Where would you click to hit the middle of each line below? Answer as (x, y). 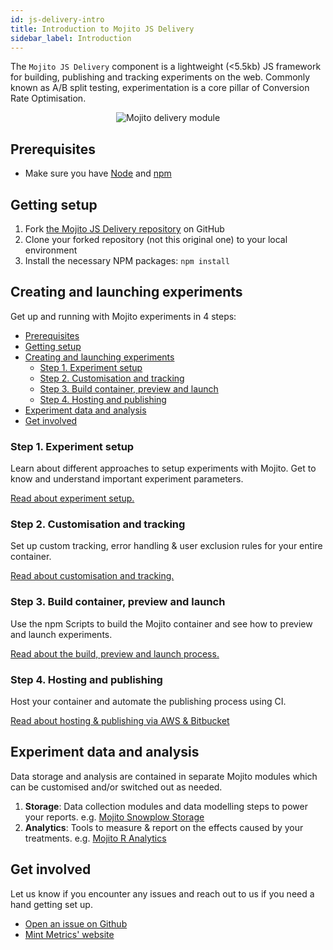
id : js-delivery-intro (57, 19)
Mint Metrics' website (69, 934)
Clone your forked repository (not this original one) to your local (156, 239)
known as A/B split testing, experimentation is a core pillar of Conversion (160, 88)
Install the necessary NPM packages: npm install (127, 260)
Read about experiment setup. (72, 498)
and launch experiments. (61, 634)
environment (51, 250)
